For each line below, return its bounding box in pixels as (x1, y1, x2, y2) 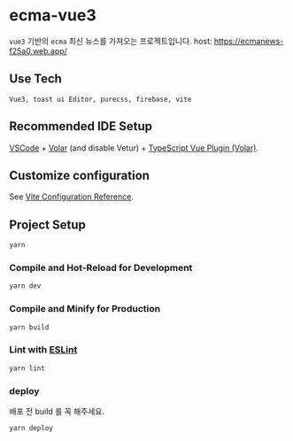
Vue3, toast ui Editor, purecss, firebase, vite (9, 95, 192, 104)
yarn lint (9, 364, 46, 373)
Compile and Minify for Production (9, 303, 161, 315)
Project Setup (9, 217, 87, 232)
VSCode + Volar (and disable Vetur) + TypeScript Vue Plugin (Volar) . (9, 143, 259, 153)
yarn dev (9, 282, 42, 290)
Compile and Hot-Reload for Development (9, 261, 193, 274)
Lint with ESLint (9, 344, 78, 356)
